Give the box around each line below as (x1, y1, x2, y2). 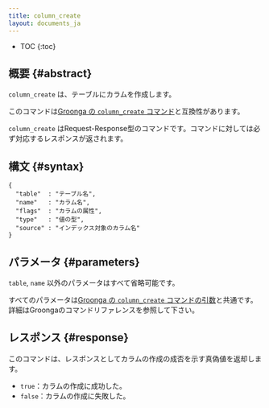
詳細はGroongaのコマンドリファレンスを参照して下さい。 (8, 305, 200, 315)
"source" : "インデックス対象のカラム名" (15, 225, 141, 233)
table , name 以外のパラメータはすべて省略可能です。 (8, 278, 180, 287)
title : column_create (8, 11, 81, 20)
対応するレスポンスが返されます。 (14, 134, 128, 143)
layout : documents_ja (8, 19, 81, 27)
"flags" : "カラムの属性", (15, 207, 102, 216)
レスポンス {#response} (8, 331, 129, 344)
